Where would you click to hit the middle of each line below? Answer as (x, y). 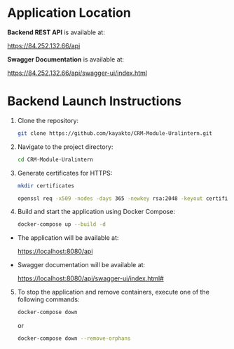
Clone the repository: (48, 120)
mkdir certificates (46, 186)
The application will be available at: (68, 238)
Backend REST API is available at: (56, 32)
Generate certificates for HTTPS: (65, 173)
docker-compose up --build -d (62, 225)
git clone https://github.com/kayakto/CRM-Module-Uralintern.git (115, 133)
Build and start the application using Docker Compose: (96, 212)
